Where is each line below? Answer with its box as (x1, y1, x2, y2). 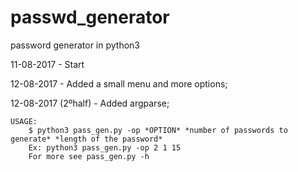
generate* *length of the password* (10, 134, 163, 144)
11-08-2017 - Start (10, 58, 85, 70)
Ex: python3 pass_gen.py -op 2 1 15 (28, 142, 182, 153)
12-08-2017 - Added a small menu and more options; (10, 77, 228, 90)
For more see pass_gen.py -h (28, 151, 150, 161)
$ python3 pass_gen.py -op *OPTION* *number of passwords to (28, 125, 288, 135)
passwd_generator (10, 6, 170, 29)
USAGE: (10, 116, 38, 126)
